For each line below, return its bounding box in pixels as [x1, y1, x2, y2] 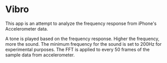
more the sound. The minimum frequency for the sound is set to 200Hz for [5, 41, 162, 47]
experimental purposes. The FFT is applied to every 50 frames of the [5, 46, 150, 52]
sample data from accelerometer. [5, 52, 75, 58]
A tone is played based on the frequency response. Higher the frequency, [5, 36, 159, 42]
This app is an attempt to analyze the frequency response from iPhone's [5, 20, 157, 26]
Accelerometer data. [5, 25, 48, 31]
